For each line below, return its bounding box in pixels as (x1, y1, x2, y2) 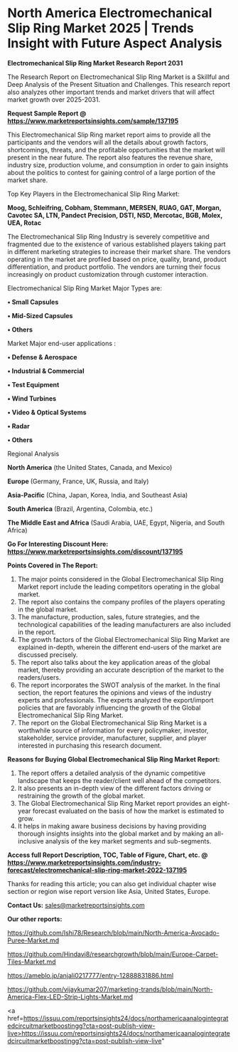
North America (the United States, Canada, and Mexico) (7, 463, 173, 471)
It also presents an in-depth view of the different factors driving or (17, 784, 212, 792)
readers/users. (17, 673, 61, 681)
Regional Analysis (7, 449, 60, 458)
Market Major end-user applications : (7, 339, 116, 347)
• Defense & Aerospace (7, 352, 77, 361)
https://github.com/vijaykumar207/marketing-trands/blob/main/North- (7, 984, 213, 994)
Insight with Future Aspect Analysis (7, 36, 222, 51)
